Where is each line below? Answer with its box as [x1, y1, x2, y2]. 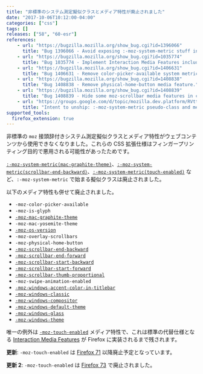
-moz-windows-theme [14, 317, 65, 323]
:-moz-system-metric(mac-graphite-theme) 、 [6, 160, 118, 168]
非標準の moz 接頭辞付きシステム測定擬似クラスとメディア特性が [6, 133, 165, 140]
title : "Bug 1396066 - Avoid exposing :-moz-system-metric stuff [22, 48, 190, 54]
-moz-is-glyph [14, 208, 51, 214]
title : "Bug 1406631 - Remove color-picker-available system [22, 71, 180, 77]
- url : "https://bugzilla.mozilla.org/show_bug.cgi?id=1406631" [17, 65, 182, 71]
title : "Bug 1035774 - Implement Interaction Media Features [22, 59, 180, 65]
